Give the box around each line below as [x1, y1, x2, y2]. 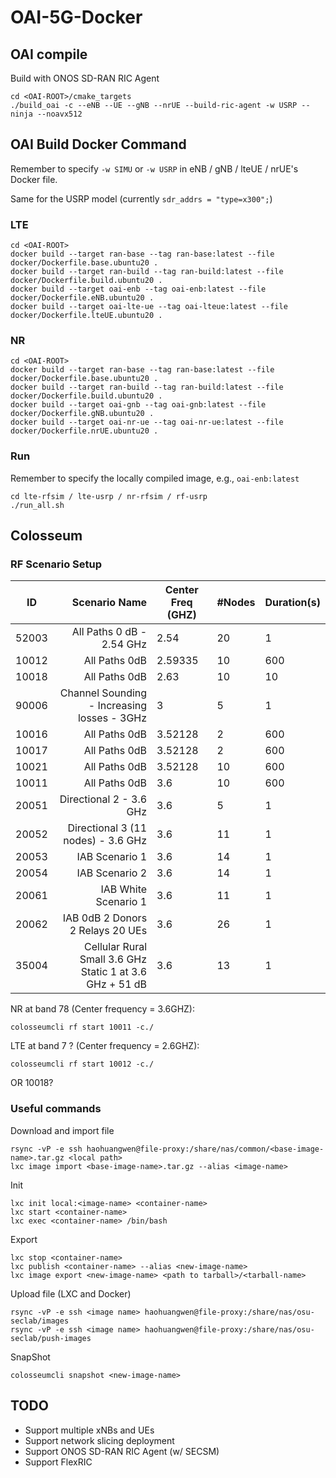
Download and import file [10, 1124, 115, 1136]
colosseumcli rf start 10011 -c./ [10, 1022, 155, 1033]
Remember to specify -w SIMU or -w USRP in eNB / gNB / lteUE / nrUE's [10, 162, 299, 175]
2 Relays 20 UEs [69, 924, 148, 938]
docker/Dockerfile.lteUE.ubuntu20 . [10, 311, 163, 321]
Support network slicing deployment [24, 1434, 175, 1446]
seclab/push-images [10, 1333, 92, 1343]
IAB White [100, 882, 148, 896]
